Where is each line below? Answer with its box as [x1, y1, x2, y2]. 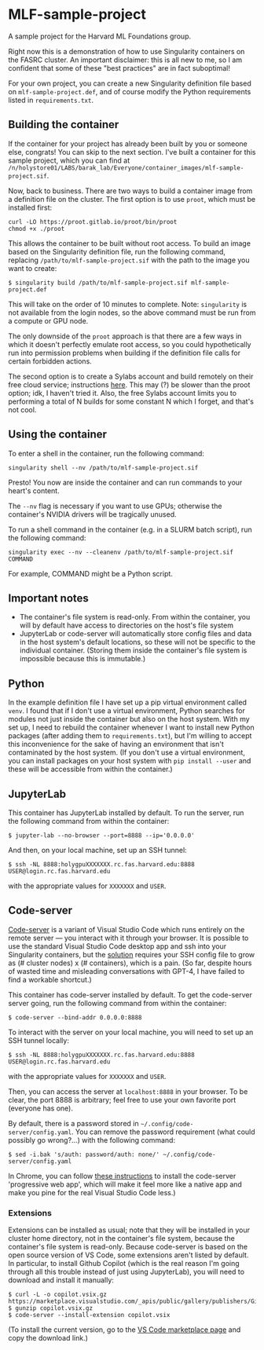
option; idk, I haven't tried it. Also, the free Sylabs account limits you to [8, 388, 237, 397]
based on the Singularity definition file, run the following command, [8, 247, 226, 256]
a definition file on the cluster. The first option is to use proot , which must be [8, 194, 256, 203]
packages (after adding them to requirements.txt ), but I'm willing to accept [8, 731, 252, 741]
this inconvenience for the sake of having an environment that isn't [8, 740, 224, 749]
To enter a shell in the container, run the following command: [8, 448, 204, 458]
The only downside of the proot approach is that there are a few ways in [8, 331, 242, 341]
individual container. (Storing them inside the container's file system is [19, 646, 247, 655]
